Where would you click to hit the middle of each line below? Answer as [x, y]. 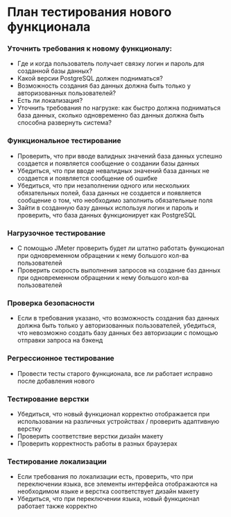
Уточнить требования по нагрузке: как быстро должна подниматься [119, 108]
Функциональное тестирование [64, 141]
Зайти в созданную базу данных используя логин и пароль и [108, 207]
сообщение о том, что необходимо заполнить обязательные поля [115, 200]
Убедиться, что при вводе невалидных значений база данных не [113, 170]
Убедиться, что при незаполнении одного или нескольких [103, 186]
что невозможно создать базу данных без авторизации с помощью [118, 333]
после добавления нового [56, 381]
